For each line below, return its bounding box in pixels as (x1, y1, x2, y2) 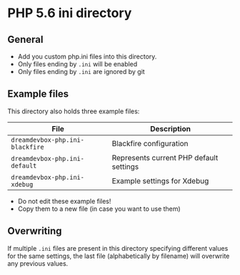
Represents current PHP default (111, 152, 219, 162)
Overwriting (7, 225, 62, 237)
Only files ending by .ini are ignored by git (17, 68, 145, 76)
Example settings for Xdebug (111, 176, 209, 186)
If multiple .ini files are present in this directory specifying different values (7, 244, 229, 252)
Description (149, 123, 191, 133)
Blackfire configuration (111, 138, 189, 148)
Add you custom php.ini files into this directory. (17, 52, 157, 61)
